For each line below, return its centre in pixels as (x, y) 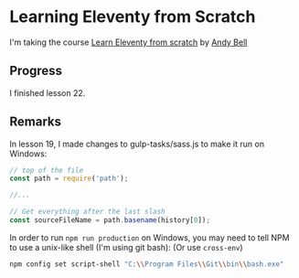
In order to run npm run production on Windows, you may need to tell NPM (149, 237)
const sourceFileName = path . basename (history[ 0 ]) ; (110, 220)
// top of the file (47, 170)
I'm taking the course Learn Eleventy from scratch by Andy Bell (128, 42)
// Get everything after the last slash (88, 212)
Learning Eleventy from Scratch (133, 17)
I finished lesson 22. (48, 92)
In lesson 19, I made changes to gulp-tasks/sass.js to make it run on (137, 144)
